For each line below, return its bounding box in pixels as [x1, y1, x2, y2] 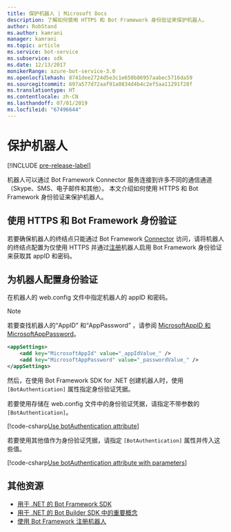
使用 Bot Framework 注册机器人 [17, 517, 107, 525]
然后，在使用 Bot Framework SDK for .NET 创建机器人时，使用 [7, 376, 184, 385]
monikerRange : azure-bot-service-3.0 [7, 68, 116, 74]
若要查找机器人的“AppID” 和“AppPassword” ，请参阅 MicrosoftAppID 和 [7, 321, 211, 329]
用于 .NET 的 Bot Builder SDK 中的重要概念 [17, 508, 138, 517]
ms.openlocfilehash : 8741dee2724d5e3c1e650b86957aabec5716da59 [7, 74, 193, 81]
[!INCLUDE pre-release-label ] [7, 161, 91, 170]
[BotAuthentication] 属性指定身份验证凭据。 [7, 385, 134, 393]
